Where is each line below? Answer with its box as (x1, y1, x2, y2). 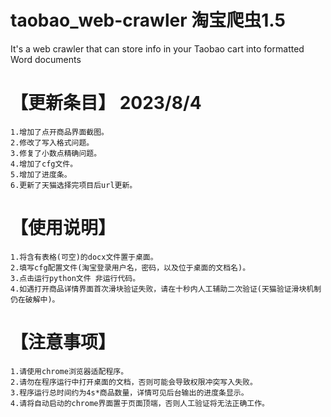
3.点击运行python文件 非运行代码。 (10, 273, 141, 283)
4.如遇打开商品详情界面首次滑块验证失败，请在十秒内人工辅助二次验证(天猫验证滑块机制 (10, 284, 322, 294)
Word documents (10, 53, 82, 65)
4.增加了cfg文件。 (10, 159, 78, 169)
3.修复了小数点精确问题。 (10, 148, 102, 158)
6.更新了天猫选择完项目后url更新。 (10, 180, 138, 190)
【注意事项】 (10, 331, 117, 353)
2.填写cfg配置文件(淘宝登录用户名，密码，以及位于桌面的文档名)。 (10, 262, 251, 273)
